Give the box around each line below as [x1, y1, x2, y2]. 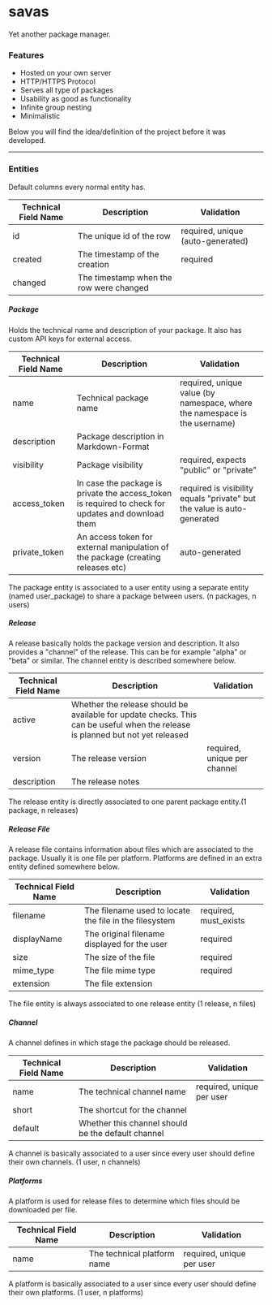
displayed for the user [84, 939, 168, 950]
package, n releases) [8, 806, 79, 815]
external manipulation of [76, 541, 169, 552]
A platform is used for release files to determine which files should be [8, 1196, 240, 1206]
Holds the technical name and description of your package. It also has [8, 325, 242, 335]
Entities [8, 163, 39, 175]
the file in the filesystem [84, 915, 176, 927]
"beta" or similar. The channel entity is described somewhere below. [8, 656, 236, 666]
